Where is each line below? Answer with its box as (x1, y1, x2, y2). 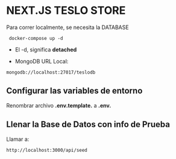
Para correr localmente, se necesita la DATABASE (6, 24, 129, 31)
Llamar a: (6, 135, 30, 143)
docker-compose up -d (8, 35, 63, 41)
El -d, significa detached (14, 46, 77, 53)
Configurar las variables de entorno (6, 86, 143, 96)
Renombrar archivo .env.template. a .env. (6, 102, 112, 109)
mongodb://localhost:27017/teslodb (6, 69, 96, 76)
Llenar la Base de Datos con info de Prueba (6, 119, 171, 130)
